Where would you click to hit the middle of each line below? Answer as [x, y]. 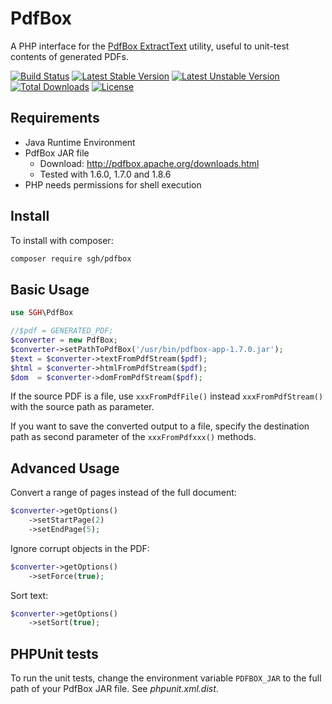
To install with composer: [62, 240]
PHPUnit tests [54, 653]
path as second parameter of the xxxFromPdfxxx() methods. [133, 437]
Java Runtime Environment [80, 142]
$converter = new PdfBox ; [64, 340]
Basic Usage [50, 289]
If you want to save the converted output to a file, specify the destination [160, 426]
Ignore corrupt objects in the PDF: [80, 548]
